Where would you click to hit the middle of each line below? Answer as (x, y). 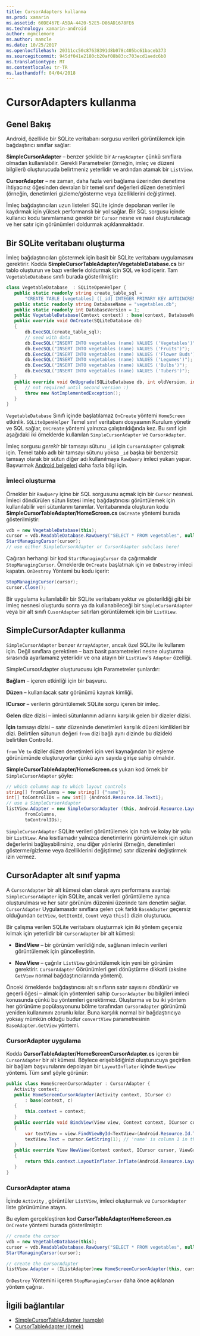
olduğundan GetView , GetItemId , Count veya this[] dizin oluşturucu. (89, 915)
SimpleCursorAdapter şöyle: (40, 775)
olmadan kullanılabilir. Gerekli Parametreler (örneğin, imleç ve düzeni (90, 163)
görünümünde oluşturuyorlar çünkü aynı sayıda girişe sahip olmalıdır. (91, 757)
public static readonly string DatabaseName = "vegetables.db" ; (96, 304)
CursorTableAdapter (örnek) (49, 1326)
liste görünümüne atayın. (37, 1207)
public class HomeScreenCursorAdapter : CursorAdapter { (78, 1083)
